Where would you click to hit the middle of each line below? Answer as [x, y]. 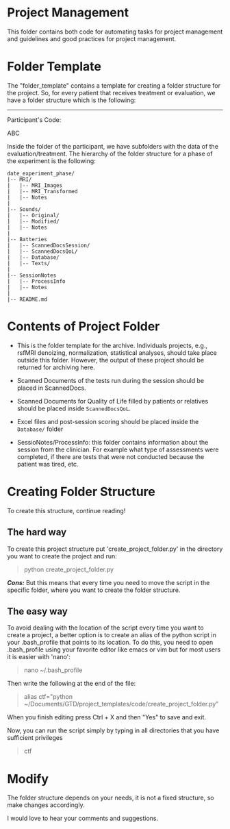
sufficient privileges [35, 738]
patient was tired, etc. [48, 464]
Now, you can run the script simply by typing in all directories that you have [113, 730]
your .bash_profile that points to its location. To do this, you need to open [110, 643]
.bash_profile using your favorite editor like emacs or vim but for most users [114, 649]
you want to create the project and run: [62, 556]
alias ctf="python [48, 697]
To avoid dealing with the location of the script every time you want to [105, 628]
